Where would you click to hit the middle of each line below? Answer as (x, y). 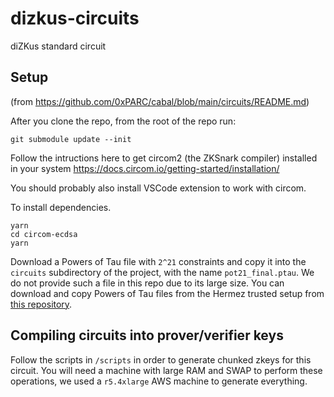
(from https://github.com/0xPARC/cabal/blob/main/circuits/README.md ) (160, 101)
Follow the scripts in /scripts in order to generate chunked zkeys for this (161, 359)
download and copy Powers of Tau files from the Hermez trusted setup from (167, 293)
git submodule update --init (71, 139)
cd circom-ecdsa (44, 234)
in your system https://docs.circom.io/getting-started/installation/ (145, 168)
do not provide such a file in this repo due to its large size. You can (147, 283)
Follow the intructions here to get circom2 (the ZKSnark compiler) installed (164, 158)
